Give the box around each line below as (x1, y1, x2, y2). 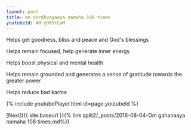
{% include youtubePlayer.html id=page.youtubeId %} (6, 100, 139, 107)
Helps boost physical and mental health (6, 59, 103, 66)
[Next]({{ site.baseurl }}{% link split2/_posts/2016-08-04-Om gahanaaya (6, 112, 186, 119)
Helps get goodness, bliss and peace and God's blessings (6, 36, 149, 44)
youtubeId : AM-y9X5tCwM (6, 20, 66, 26)
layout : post (6, 8, 39, 15)
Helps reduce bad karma (6, 89, 67, 96)
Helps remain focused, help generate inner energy (6, 48, 130, 55)
